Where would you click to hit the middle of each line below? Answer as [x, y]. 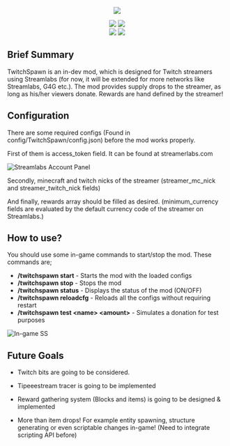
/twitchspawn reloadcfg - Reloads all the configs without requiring [114, 298]
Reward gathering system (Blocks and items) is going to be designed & [119, 399]
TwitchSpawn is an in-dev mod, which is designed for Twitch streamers [110, 71]
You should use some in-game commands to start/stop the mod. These [109, 255]
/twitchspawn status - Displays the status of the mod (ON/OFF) [109, 291]
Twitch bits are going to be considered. [74, 372]
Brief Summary [41, 55]
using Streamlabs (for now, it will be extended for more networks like [106, 79]
